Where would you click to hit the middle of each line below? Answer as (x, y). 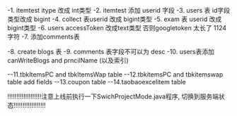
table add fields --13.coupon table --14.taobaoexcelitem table (97, 82)
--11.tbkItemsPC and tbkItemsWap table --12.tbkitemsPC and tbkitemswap (115, 75)
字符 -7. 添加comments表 (44, 37)
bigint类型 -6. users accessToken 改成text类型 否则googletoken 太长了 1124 (117, 28)
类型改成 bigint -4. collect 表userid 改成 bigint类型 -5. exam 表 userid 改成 (115, 19)
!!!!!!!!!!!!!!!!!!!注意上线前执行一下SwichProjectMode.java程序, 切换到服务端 (113, 96)
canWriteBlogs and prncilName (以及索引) (68, 60)
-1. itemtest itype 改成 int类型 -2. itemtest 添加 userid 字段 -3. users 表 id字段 (118, 10)
